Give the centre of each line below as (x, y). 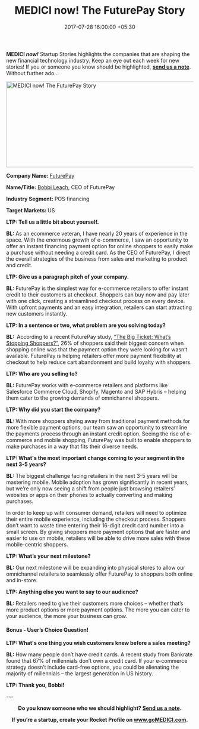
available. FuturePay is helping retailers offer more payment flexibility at (94, 356)
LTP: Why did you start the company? (53, 409)
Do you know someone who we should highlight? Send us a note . (100, 708)
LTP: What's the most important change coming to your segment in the (96, 458)
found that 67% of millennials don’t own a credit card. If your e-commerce (97, 661)
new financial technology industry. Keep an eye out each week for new (93, 60)
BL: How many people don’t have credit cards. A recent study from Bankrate (99, 654)
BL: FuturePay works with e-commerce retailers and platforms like (87, 385)
